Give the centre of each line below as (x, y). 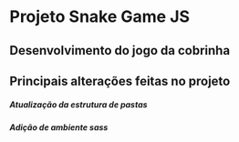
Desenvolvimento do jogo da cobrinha (120, 51)
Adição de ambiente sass (59, 127)
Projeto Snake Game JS (99, 17)
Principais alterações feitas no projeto (120, 81)
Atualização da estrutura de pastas (78, 104)
